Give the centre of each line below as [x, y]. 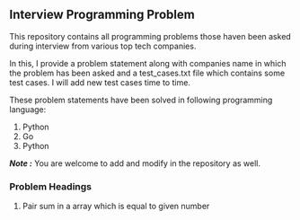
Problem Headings [51, 186]
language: [28, 109]
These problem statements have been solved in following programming [141, 100]
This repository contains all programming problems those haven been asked [150, 36]
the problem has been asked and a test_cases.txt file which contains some [147, 73]
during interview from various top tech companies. [103, 46]
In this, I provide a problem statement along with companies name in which [148, 63]
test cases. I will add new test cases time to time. [100, 82]
